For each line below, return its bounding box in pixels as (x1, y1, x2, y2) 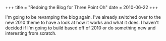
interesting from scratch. (5, 30, 57, 36)
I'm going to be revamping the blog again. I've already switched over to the (5, 14, 161, 20)
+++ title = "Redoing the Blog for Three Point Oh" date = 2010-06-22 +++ (5, 5, 158, 10)
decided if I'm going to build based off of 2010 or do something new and (5, 25, 156, 31)
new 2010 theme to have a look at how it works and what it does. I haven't (5, 20, 159, 25)
